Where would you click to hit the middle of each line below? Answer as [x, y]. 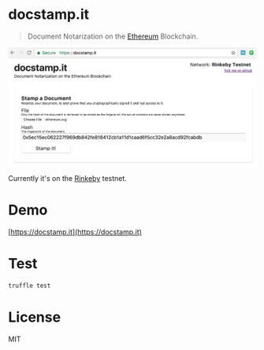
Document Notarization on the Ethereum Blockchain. [113, 36]
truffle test [30, 286]
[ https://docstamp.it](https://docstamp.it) [75, 232]
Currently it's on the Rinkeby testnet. [68, 178]
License [35, 317]
